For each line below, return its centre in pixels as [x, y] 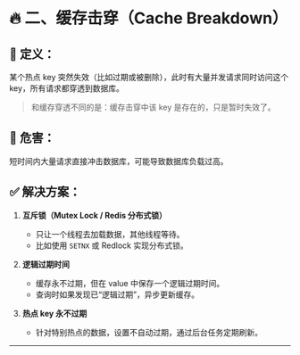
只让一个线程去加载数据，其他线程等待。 [110, 234]
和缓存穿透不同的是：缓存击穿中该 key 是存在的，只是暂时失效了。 [153, 107]
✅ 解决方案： [45, 192]
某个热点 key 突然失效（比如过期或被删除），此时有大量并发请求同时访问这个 [149, 77]
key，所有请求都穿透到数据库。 [67, 88]
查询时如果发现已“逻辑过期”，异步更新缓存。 [117, 294]
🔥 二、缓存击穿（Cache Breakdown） [149, 18]
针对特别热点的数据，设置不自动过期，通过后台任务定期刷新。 [149, 332]
